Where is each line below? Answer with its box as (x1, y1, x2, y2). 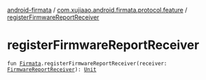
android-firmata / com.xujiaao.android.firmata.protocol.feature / (7, 6, 187, 14)
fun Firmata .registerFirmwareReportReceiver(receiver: (7, 60, 168, 67)
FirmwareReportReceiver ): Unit (7, 66, 97, 73)
